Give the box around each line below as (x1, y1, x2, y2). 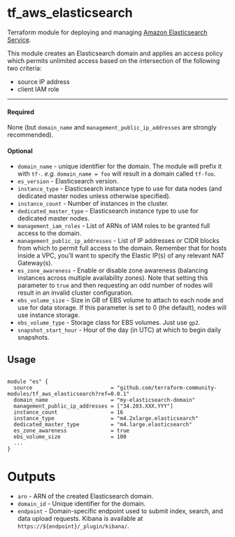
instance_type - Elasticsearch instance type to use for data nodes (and (17, 184, 222, 193)
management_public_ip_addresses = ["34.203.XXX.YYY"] (13, 403, 173, 410)
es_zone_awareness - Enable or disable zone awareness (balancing (17, 266, 208, 274)
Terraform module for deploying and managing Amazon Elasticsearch (7, 28, 208, 36)
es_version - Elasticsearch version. (17, 177, 119, 186)
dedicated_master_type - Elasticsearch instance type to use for (17, 207, 199, 215)
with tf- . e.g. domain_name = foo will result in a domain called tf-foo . (17, 169, 216, 178)
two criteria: (7, 64, 42, 72)
